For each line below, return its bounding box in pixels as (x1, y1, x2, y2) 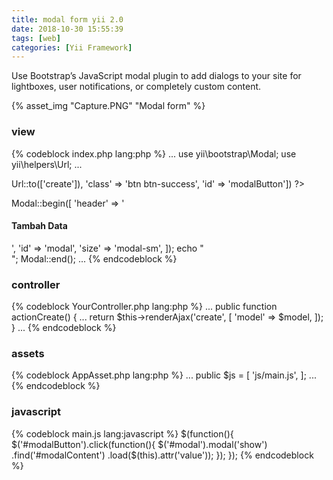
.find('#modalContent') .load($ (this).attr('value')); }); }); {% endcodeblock (11, 449, 314, 461)
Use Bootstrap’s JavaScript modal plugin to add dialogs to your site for (11, 70, 302, 82)
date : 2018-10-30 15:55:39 (11, 24, 124, 34)
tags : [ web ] (11, 33, 61, 43)
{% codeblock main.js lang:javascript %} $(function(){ (11, 427, 234, 440)
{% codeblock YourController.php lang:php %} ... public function (11, 301, 278, 313)
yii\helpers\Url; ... (11, 158, 83, 170)
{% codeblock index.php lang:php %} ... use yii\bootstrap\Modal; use (11, 147, 297, 160)
